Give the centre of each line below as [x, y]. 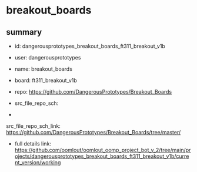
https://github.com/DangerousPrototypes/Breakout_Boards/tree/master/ [94, 132]
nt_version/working [38, 162]
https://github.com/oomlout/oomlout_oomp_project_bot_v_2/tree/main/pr [103, 150]
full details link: [33, 144]
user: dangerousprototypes [48, 57]
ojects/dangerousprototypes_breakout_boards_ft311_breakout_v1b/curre [102, 156]
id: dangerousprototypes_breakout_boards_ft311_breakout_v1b [90, 46]
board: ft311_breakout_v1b [46, 80]
